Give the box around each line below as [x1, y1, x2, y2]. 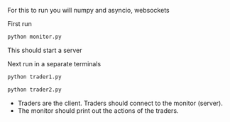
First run [7, 20, 32, 28]
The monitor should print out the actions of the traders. [17, 106, 179, 115]
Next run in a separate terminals [7, 59, 102, 68]
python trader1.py [7, 73, 62, 80]
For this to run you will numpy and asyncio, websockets [7, 6, 170, 14]
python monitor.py [7, 33, 62, 40]
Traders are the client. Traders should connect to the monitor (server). [17, 99, 224, 107]
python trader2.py [7, 86, 62, 93]
